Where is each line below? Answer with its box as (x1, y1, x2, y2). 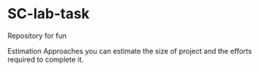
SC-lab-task (7, 5, 90, 23)
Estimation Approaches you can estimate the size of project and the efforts (7, 46, 252, 55)
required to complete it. (7, 55, 84, 64)
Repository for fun (7, 31, 67, 40)
